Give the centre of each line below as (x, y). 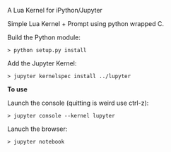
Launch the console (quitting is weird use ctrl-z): (78, 103)
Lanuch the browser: (37, 129)
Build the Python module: (44, 37)
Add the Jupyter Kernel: (42, 63)
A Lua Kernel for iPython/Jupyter (55, 10)
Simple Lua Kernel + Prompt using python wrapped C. (86, 24)
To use (18, 89)
